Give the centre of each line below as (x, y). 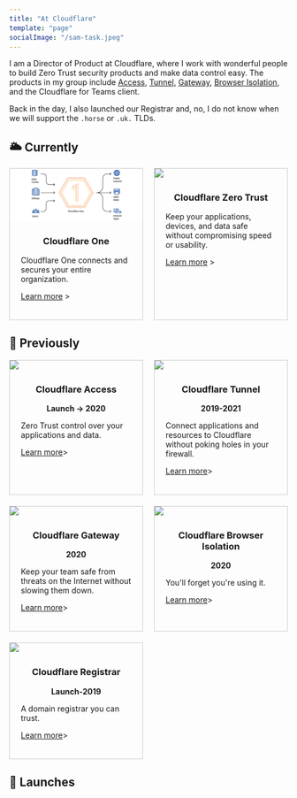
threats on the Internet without (76, 581)
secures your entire (56, 269)
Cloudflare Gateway (76, 535)
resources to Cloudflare (209, 435)
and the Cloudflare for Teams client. (74, 92)
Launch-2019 (76, 691)
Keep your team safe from (68, 572)
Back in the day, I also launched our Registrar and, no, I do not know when (144, 109)
